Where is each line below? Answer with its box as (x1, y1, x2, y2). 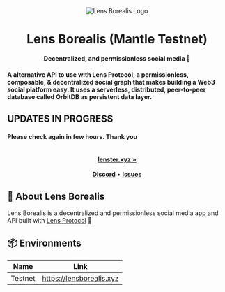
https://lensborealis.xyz (42, 273, 119, 283)
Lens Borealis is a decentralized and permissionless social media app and (7, 209, 219, 217)
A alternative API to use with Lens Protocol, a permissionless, (7, 70, 189, 79)
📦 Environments (7, 238, 82, 249)
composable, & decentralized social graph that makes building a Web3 (7, 78, 216, 86)
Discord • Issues (92, 170, 142, 179)
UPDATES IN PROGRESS (7, 112, 114, 124)
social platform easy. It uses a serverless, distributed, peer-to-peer (7, 85, 206, 94)
